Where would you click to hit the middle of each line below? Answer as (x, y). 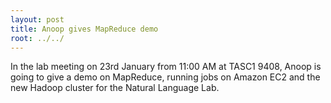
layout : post (37, 19)
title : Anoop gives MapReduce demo (84, 29)
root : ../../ (37, 38)
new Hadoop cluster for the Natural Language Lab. (115, 88)
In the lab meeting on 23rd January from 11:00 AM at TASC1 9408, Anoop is (166, 67)
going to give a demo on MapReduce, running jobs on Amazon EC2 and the (165, 77)
